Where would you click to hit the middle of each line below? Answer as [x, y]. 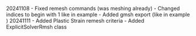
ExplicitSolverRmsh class [36, 27]
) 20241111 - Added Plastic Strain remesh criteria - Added [75, 21]
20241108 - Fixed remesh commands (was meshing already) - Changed [93, 8]
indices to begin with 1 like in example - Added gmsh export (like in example [98, 15]
